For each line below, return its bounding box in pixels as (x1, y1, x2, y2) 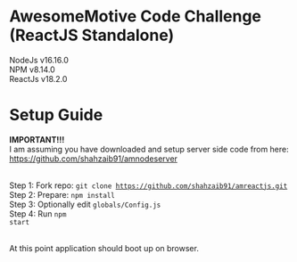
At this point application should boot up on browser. (9, 242, 199, 253)
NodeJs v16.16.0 (9, 54, 70, 65)
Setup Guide (9, 105, 103, 126)
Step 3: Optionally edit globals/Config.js (9, 199, 161, 209)
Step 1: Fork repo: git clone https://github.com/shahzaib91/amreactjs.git (9, 180, 288, 191)
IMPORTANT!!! (9, 134, 65, 144)
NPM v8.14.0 (9, 64, 55, 75)
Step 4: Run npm (9, 208, 67, 219)
